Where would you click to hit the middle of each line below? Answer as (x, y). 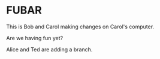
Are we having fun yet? (35, 38)
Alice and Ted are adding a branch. (49, 49)
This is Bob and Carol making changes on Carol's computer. (80, 27)
